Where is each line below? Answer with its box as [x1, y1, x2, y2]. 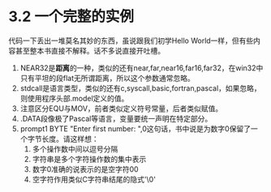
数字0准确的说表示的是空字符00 [32, 164, 140, 174]
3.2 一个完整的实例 [8, 7, 135, 26]
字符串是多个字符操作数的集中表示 [32, 154, 147, 164]
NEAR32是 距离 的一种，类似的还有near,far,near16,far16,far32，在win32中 [19, 62, 264, 73]
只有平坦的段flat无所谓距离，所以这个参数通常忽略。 [19, 73, 195, 83]
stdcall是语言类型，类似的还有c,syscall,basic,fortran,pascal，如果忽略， [19, 83, 261, 93]
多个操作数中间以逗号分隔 [32, 143, 118, 154]
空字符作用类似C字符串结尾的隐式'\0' [32, 174, 157, 184]
